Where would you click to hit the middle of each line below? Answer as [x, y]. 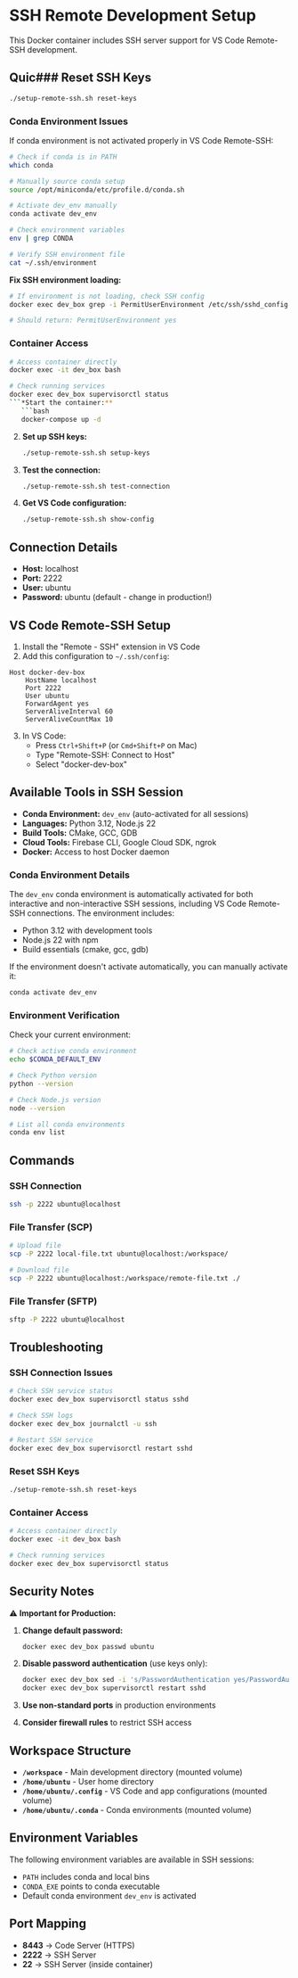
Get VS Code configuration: [74, 503]
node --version [37, 1108]
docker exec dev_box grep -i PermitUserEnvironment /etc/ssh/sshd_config [149, 304]
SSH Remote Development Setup [133, 16]
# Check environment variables [67, 230]
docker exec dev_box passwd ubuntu [88, 1646]
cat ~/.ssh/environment [53, 263]
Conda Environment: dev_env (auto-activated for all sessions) [135, 813]
